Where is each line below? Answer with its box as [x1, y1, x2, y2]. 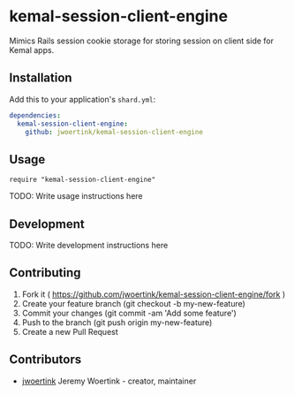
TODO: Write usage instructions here [9, 191, 143, 201]
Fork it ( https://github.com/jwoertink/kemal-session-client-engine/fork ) [21, 289, 286, 300]
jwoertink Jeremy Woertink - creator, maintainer [21, 376, 197, 386]
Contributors [9, 352, 82, 368]
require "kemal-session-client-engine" [9, 175, 156, 185]
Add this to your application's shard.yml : [9, 94, 156, 104]
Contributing [9, 265, 81, 280]
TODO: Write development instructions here [9, 240, 169, 250]
